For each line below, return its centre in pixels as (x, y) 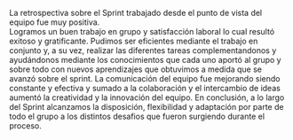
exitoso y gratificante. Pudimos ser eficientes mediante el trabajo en (134, 41)
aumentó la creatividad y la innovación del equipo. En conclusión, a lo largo (147, 97)
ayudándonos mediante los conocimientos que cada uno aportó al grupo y (145, 60)
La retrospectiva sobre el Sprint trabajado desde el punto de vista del (136, 13)
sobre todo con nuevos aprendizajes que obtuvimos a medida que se (136, 69)
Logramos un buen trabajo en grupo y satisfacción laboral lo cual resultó (142, 31)
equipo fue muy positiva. (55, 22)
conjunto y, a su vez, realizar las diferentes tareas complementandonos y (143, 51)
